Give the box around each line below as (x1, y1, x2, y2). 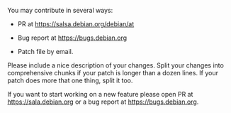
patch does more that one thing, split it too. (7, 76, 133, 85)
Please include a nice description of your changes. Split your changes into (7, 61, 225, 70)
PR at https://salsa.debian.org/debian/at (17, 20, 135, 28)
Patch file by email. (17, 48, 74, 55)
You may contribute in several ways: (7, 6, 113, 14)
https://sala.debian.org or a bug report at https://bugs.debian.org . (7, 97, 199, 106)
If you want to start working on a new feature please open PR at (7, 90, 193, 98)
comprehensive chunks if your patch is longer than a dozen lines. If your (7, 69, 218, 77)
